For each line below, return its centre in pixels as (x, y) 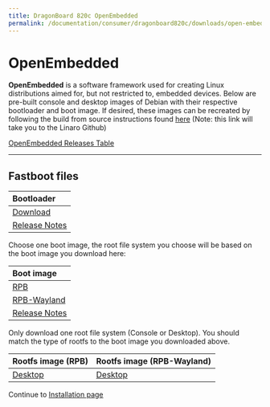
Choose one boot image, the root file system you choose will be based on (130, 245)
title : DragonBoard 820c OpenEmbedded (73, 16)
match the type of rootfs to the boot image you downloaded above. (119, 341)
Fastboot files (43, 176)
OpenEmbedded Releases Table (61, 143)
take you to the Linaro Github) (57, 128)
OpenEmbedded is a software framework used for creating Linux (117, 85)
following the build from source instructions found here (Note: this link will (131, 119)
